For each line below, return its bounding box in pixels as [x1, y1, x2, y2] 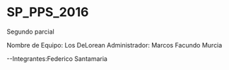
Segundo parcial [6, 27, 54, 36]
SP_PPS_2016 [6, 4, 89, 20]
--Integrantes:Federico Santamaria [6, 54, 107, 63]
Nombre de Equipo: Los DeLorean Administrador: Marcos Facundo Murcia [6, 41, 223, 49]
